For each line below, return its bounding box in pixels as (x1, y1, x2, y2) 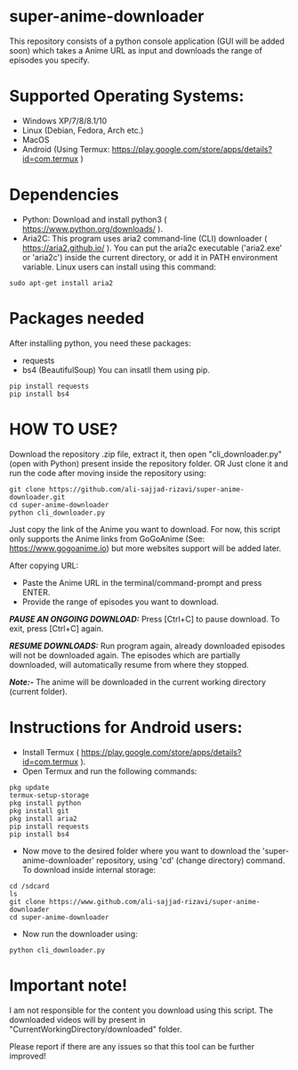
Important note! (9, 975, 127, 995)
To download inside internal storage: (21, 864, 157, 875)
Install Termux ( (21, 746, 80, 757)
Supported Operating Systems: (9, 86, 245, 106)
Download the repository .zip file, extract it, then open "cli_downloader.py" (9, 449, 283, 459)
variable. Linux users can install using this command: (21, 261, 216, 272)
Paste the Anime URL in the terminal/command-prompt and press (21, 577, 262, 588)
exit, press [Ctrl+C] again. (9, 622, 104, 634)
